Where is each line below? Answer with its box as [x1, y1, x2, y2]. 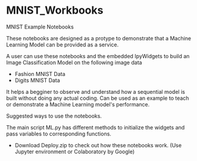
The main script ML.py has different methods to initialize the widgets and [6, 124, 185, 131]
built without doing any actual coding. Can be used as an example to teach [6, 94, 189, 102]
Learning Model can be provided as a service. [6, 41, 119, 48]
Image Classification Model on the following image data [6, 59, 142, 66]
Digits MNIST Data [14, 77, 61, 84]
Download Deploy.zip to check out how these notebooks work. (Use [14, 141, 182, 149]
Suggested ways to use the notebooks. [6, 112, 102, 119]
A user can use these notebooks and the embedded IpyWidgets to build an [6, 52, 190, 59]
